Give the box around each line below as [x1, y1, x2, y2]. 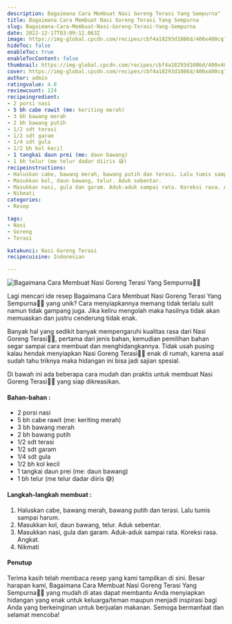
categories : [7, 196, 41, 204]
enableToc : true [7, 49, 54, 56]
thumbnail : [7, 62, 39, 68]
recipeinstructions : [7, 164, 67, 171]
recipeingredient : [7, 94, 60, 101]
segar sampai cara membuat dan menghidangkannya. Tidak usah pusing [7, 342, 214, 350]
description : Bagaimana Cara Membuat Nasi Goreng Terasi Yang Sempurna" [7, 10, 221, 17]
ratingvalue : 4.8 [7, 81, 57, 88]
